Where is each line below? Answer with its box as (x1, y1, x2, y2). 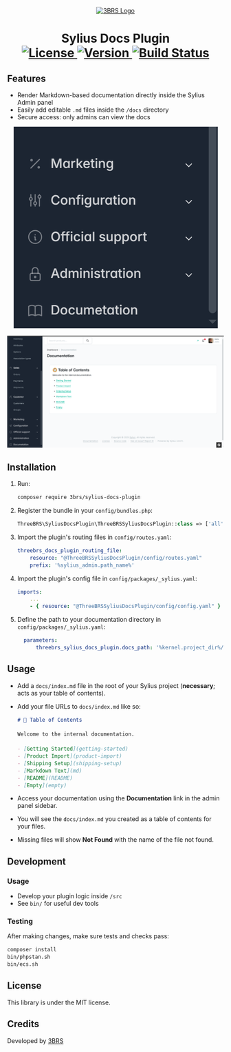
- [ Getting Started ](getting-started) (16, 745, 129, 753)
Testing (7, 917, 33, 927)
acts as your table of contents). (16, 689, 106, 697)
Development (7, 856, 67, 867)
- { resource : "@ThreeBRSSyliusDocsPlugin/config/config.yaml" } (30, 603, 221, 610)
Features (7, 72, 46, 84)
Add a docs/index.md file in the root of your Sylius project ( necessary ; (16, 681, 215, 689)
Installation (7, 461, 56, 473)
